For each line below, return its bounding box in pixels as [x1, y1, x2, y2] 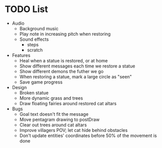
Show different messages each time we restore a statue [19, 63, 135, 69]
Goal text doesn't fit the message [19, 111, 89, 117]
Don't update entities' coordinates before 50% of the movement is [19, 132, 157, 138]
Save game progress [19, 79, 63, 85]
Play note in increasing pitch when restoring [19, 31, 111, 37]
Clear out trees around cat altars [19, 122, 87, 128]
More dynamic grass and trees [19, 95, 84, 101]
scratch [27, 47, 43, 53]
